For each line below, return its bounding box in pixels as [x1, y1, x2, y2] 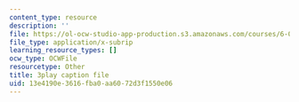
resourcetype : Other [9, 63, 86, 72]
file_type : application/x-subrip [9, 37, 133, 47]
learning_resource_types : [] [9, 46, 117, 55]
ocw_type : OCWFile [9, 54, 77, 63]
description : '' [9, 21, 69, 30]
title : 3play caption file [9, 71, 109, 80]
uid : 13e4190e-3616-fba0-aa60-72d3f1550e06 [9, 79, 174, 88]
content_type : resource [9, 12, 98, 22]
